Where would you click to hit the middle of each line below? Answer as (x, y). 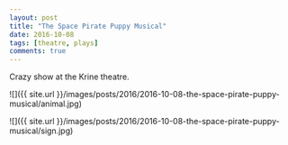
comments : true (38, 51)
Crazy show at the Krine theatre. (69, 77)
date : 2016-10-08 (42, 34)
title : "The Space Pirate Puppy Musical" (88, 26)
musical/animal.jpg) (46, 104)
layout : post (34, 18)
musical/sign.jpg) (41, 131)
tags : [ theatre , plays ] (54, 43)
